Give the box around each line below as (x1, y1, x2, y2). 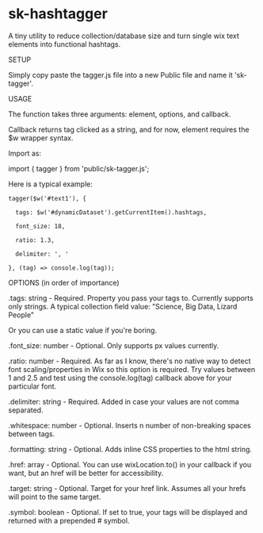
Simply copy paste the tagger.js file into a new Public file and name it (8, 70, 233, 79)
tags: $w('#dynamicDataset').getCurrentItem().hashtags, (15, 208, 208, 217)
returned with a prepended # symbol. (8, 516, 130, 525)
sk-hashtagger (8, 5, 109, 23)
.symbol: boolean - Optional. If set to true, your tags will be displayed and (8, 507, 248, 516)
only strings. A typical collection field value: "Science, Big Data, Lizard (8, 301, 238, 311)
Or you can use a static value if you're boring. (8, 325, 157, 335)
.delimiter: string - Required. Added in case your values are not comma (8, 397, 239, 406)
